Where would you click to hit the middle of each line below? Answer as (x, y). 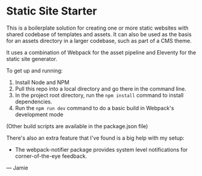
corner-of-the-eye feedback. (51, 156)
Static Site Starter (52, 11)
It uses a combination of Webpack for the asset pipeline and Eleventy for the (101, 52)
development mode (39, 114)
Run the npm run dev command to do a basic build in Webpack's (94, 108)
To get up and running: (35, 70)
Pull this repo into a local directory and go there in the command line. (101, 88)
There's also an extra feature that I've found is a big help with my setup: (96, 138)
